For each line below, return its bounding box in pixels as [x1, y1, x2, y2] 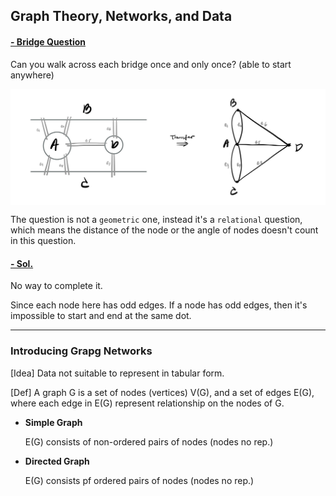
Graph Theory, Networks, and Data [10, 8, 233, 25]
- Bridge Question [10, 35, 87, 48]
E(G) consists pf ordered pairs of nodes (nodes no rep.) [24, 474, 255, 486]
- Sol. [10, 257, 34, 269]
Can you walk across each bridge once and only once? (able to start [10, 58, 292, 70]
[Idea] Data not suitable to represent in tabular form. [10, 367, 225, 379]
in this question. [10, 235, 77, 247]
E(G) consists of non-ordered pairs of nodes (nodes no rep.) [24, 435, 274, 448]
